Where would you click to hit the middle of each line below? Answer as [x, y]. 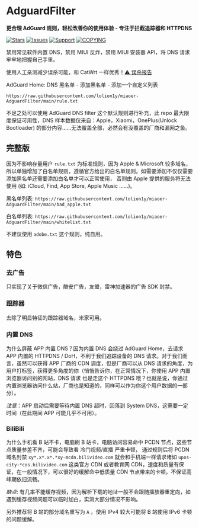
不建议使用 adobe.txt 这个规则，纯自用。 [56, 234]
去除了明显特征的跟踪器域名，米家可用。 [55, 318]
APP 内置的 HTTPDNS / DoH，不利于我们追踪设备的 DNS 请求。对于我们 [94, 356]
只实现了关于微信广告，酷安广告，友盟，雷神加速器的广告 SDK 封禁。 [91, 287]
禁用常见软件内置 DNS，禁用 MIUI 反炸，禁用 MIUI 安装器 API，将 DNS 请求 [98, 52]
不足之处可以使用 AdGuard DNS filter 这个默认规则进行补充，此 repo [89, 113]
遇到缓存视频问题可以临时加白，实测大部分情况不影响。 [73, 500]
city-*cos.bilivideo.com [37, 465]
